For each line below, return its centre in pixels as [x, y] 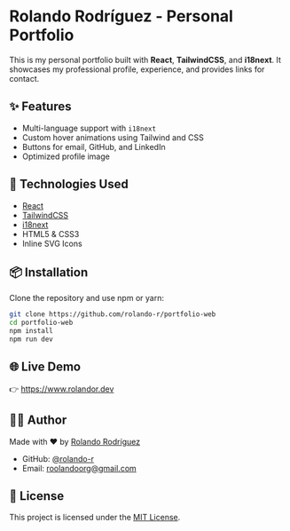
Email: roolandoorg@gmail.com [79, 468]
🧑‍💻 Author [38, 420]
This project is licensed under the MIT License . [95, 518]
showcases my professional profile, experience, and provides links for [137, 69]
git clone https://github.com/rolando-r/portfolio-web [113, 314]
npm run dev [31, 339]
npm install [31, 331]
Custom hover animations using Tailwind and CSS [113, 137]
